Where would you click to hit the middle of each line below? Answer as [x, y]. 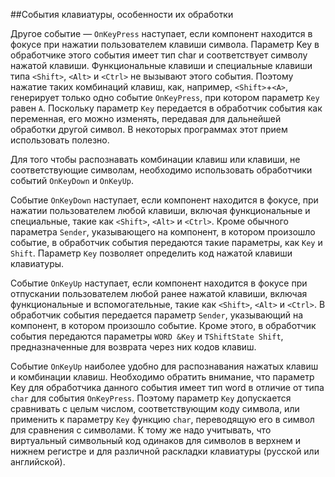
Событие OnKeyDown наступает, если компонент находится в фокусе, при [164, 200]
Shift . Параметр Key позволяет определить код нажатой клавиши [151, 253]
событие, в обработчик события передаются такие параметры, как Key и [166, 242]
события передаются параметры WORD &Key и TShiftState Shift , [147, 336]
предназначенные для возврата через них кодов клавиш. [133, 347]
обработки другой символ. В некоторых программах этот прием [149, 129]
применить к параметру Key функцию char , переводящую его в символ [162, 419]
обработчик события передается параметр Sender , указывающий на [157, 315]
